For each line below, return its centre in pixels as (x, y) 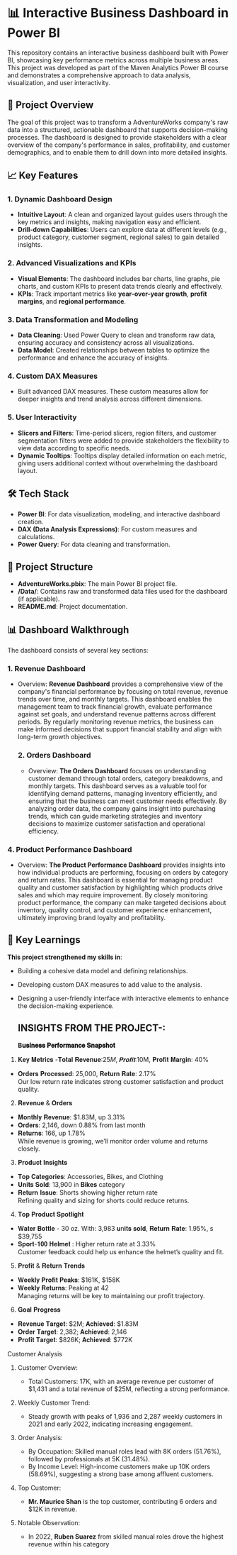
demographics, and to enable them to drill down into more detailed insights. (117, 152)
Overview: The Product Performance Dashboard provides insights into (121, 865)
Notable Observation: (48, 1522)
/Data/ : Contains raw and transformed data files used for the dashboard (122, 592)
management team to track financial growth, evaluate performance (115, 707)
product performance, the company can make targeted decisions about (122, 902)
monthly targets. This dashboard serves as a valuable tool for (117, 786)
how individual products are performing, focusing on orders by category (123, 872)
